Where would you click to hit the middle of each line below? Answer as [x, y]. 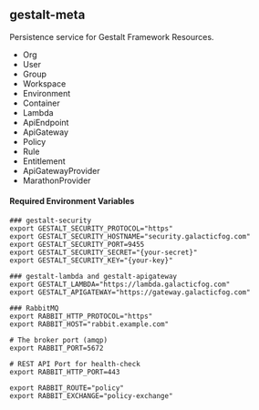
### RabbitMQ [34, 309]
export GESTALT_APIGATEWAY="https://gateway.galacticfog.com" [130, 292]
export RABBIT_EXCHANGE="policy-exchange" [91, 396]
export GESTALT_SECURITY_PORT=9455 [77, 245]
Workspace [44, 83]
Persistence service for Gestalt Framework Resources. [112, 36]
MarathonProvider [57, 180]
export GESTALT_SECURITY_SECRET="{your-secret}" [104, 253]
